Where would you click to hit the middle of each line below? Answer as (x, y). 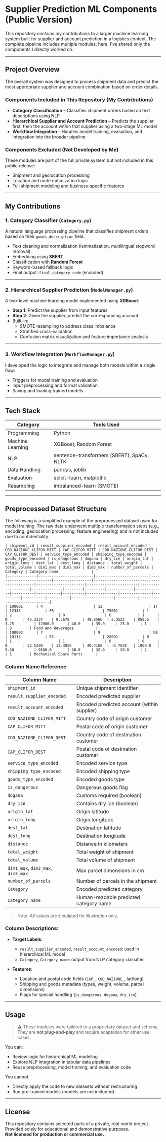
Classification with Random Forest (47, 262)
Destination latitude (99, 828)
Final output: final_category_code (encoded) (58, 273)
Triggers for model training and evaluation (55, 380)
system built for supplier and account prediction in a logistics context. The (81, 39)
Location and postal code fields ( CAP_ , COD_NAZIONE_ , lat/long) (82, 979)
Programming (23, 433)
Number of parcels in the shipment (117, 881)
